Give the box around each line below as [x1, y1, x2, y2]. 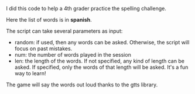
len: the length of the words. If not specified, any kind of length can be [14, 58, 184, 64]
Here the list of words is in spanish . [6, 16, 92, 23]
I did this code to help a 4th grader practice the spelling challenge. [6, 5, 167, 12]
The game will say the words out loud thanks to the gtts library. [6, 81, 158, 88]
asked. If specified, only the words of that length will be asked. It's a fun [14, 64, 189, 71]
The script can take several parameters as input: [6, 27, 123, 34]
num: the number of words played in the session [14, 51, 132, 58]
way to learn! [14, 70, 46, 76]
